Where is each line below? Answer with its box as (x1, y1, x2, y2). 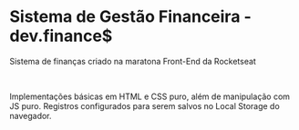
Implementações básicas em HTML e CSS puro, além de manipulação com (9, 91, 290, 102)
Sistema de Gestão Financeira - (9, 6, 253, 27)
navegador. (9, 110, 52, 121)
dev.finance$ (9, 25, 113, 46)
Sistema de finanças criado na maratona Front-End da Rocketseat (9, 55, 257, 66)
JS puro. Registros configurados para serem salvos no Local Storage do (9, 100, 280, 111)
